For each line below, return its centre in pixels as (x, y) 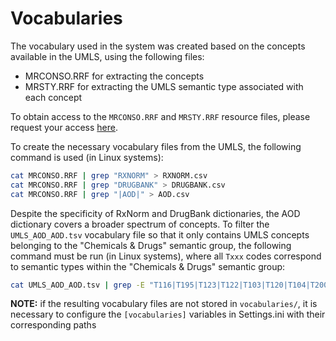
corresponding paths (53, 325)
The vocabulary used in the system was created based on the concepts (158, 46)
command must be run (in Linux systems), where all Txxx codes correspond (166, 256)
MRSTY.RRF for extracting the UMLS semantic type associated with (164, 86)
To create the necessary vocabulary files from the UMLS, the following (156, 146)
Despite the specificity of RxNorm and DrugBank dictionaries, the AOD (155, 213)
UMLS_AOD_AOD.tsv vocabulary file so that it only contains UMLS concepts (160, 234)
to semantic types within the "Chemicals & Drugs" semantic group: (148, 266)
